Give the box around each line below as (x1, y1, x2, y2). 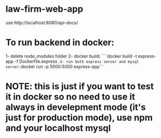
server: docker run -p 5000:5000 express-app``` (5, 63, 104, 69)
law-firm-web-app (5, 3, 83, 15)
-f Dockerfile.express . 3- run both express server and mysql (14, 58, 139, 64)
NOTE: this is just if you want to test (5, 81, 154, 92)
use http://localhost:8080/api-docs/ (5, 20, 78, 26)
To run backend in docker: (5, 37, 114, 48)
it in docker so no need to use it (5, 91, 135, 103)
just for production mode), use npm (5, 112, 153, 123)
